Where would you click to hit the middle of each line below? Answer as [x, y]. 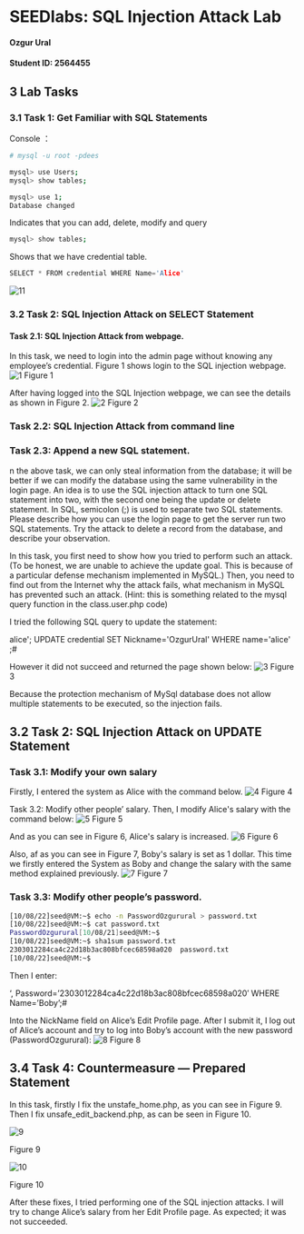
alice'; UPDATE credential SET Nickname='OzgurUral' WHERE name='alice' [150, 639]
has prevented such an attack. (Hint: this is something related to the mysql [148, 594]
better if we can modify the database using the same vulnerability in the [144, 480]
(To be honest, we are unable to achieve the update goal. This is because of [151, 565]
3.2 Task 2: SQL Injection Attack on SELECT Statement [132, 314]
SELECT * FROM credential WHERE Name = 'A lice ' [97, 274]
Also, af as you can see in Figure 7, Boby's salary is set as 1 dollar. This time [151, 854]
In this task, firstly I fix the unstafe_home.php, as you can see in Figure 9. [146, 1104]
